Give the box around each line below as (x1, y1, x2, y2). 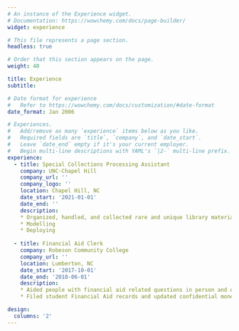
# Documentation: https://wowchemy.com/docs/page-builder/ (7, 17, 186, 24)
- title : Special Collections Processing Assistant (14, 161, 171, 168)
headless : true (7, 43, 53, 51)
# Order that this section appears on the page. (7, 56, 154, 63)
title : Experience (7, 75, 62, 83)
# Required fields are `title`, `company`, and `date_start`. (7, 135, 202, 142)
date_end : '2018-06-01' (20, 273, 91, 280)
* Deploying (20, 227, 55, 234)
